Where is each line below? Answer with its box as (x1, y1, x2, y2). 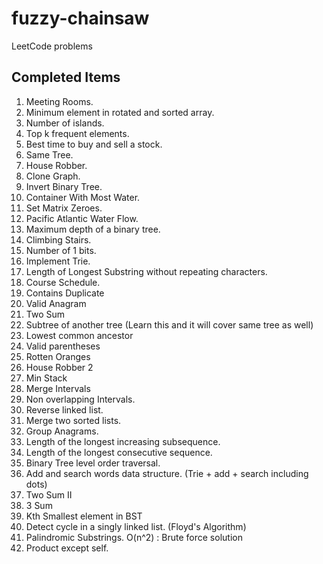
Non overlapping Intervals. (25, 393, 136, 405)
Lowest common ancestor (25, 329, 134, 341)
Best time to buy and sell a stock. (25, 138, 163, 150)
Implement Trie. (25, 255, 91, 267)
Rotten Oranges (25, 350, 91, 362)
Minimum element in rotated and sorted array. (25, 106, 215, 118)
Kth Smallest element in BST (25, 510, 143, 522)
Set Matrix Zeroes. (25, 202, 103, 214)
